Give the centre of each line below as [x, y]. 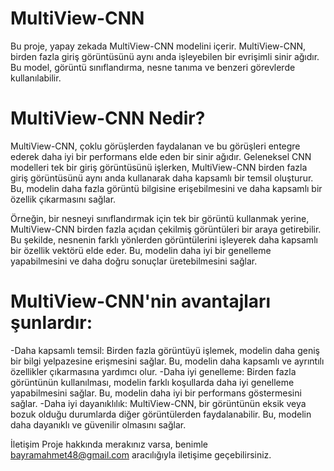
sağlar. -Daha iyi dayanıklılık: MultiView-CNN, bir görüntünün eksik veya [158, 403]
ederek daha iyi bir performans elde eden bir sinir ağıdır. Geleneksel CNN [161, 156]
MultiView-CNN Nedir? [108, 118]
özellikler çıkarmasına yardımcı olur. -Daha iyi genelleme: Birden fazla [153, 371]
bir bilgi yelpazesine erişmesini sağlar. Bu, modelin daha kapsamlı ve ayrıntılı [167, 361]
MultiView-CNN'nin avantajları [141, 301]
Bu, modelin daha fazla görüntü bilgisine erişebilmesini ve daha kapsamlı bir [166, 188]
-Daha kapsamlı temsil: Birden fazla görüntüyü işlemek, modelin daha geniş [165, 350]
